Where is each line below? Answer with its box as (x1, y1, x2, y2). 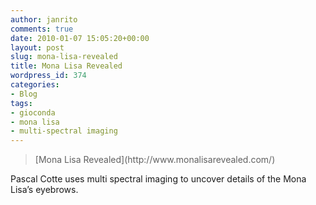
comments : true (10, 24, 74, 34)
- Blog (10, 89, 38, 99)
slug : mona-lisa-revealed (10, 52, 118, 62)
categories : (10, 80, 60, 90)
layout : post (10, 42, 65, 53)
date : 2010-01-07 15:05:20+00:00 (10, 33, 150, 43)
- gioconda (10, 107, 56, 118)
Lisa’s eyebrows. (10, 184, 79, 196)
